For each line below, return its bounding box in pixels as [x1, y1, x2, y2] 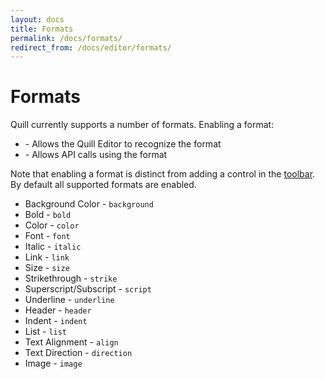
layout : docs [10, 14, 65, 25]
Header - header [24, 304, 92, 316]
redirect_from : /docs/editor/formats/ [10, 42, 172, 53]
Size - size [24, 262, 70, 274]
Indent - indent [24, 315, 88, 327]
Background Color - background [24, 198, 154, 210]
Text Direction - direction [24, 347, 133, 359]
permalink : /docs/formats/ [10, 33, 123, 43]
